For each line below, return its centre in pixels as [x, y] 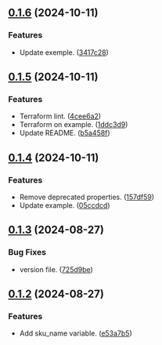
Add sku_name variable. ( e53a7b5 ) [76, 333]
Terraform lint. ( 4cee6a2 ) [60, 116]
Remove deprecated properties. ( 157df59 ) [87, 197]
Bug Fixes [27, 252]
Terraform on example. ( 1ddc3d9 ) [74, 125]
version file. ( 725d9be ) [56, 269]
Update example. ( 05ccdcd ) [65, 205]
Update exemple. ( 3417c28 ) [64, 52]
